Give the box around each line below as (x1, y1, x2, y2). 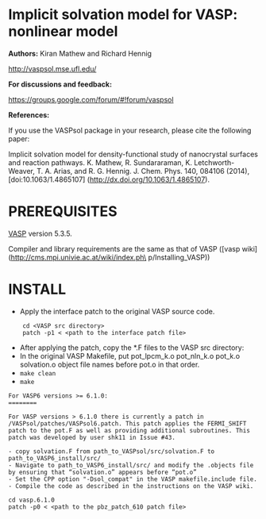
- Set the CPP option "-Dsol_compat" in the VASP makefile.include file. (8, 475, 258, 483)
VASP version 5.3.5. (8, 229, 73, 238)
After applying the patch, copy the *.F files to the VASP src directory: (19, 343, 245, 352)
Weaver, (8, 166, 36, 175)
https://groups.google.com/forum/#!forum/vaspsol (8, 94, 174, 104)
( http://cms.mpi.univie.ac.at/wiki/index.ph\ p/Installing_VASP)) (8, 252, 210, 262)
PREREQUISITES (8, 202, 118, 221)
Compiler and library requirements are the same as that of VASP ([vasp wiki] (8, 244, 258, 253)
